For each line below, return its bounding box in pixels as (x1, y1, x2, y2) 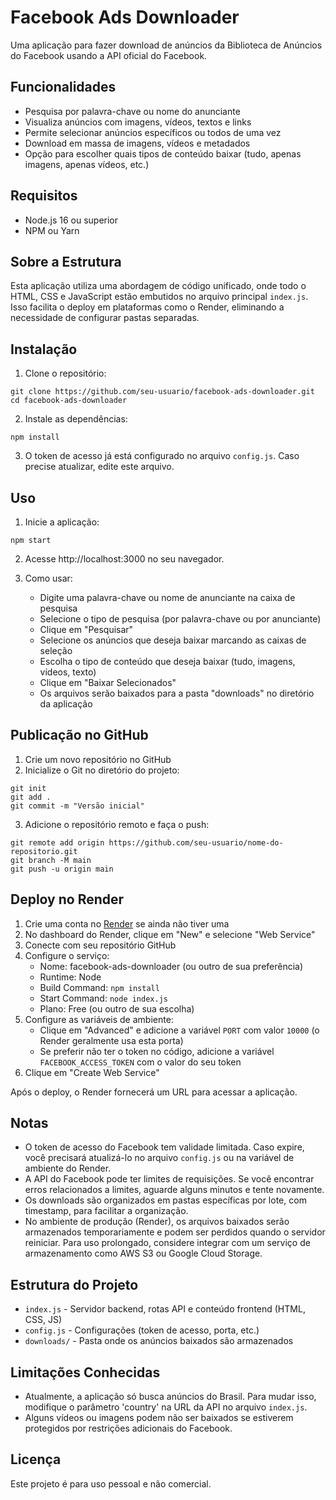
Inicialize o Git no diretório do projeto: (24, 764, 180, 776)
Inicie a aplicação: (24, 516, 100, 528)
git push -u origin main (10, 864, 114, 874)
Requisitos (10, 187, 78, 205)
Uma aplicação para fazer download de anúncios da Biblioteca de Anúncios (10, 39, 323, 51)
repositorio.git (10, 846, 78, 856)
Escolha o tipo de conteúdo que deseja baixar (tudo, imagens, (39, 656, 296, 667)
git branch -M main (10, 855, 92, 865)
